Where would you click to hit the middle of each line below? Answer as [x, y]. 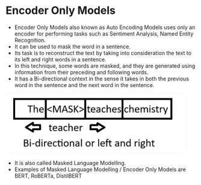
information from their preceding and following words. [81, 72]
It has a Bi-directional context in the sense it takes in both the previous [102, 79]
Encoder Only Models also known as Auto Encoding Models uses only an [105, 27]
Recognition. [30, 40]
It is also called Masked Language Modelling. [70, 163]
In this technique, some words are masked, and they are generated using [105, 66]
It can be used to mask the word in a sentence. [72, 47]
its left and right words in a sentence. [60, 59]
